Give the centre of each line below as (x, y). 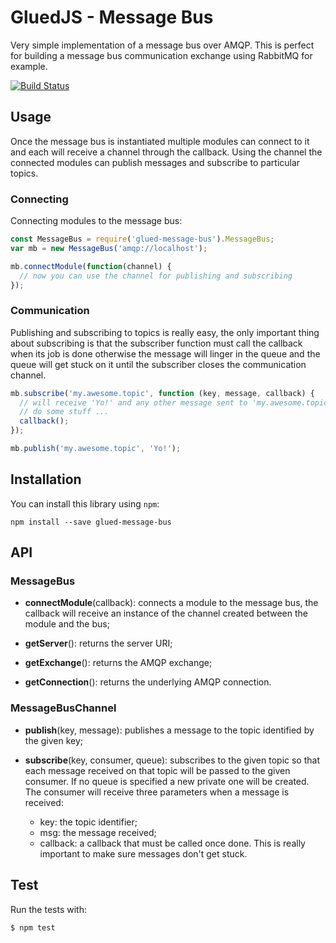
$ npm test (33, 927)
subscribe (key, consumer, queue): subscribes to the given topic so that (172, 760)
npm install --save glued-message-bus (91, 522)
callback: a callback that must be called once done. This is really (172, 843)
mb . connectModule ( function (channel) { (91, 266)
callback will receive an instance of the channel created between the (166, 613)
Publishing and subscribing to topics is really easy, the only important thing (165, 332)
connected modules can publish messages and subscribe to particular (155, 162)
